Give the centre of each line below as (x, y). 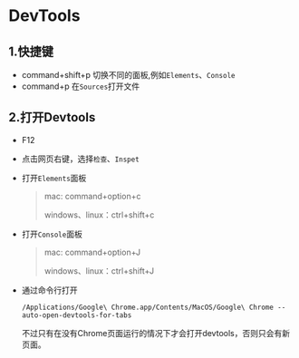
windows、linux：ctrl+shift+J (99, 271)
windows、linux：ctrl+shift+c (99, 215)
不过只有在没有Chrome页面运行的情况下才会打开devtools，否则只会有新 (156, 333)
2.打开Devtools (52, 117)
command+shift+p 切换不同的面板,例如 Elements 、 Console (128, 75)
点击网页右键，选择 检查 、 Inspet (80, 159)
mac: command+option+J (92, 252)
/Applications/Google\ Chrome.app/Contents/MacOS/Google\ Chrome (147, 307)
